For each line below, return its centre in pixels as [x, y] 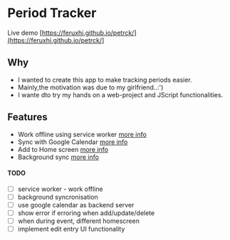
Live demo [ [25, 33]
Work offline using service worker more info [82, 134]
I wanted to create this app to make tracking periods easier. [105, 80]
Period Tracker [52, 13]
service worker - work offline [60, 189]
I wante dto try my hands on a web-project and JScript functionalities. [120, 94]
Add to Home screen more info [63, 149]
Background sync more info [58, 157]
